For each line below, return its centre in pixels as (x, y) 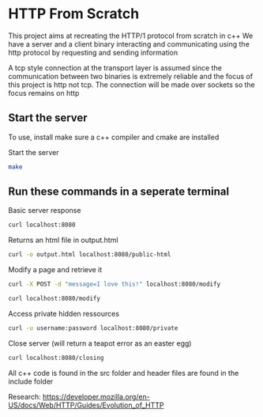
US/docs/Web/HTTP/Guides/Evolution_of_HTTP (86, 405)
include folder (31, 381)
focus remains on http (44, 93)
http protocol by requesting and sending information (93, 52)
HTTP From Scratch (74, 14)
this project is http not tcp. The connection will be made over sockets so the (131, 85)
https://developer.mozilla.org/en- (96, 396)
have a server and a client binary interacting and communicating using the (129, 44)
